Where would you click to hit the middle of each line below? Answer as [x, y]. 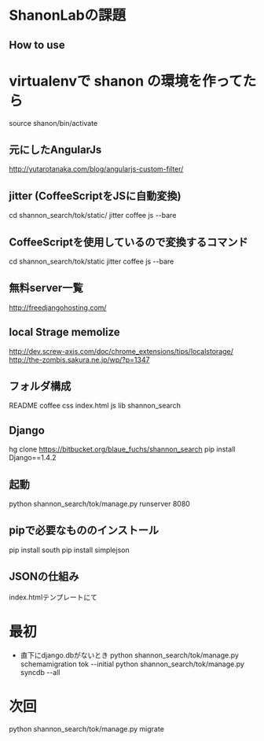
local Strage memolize [64, 332]
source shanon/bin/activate [53, 123]
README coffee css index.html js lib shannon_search [95, 406]
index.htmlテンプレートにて [53, 597]
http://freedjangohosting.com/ [58, 308]
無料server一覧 [46, 288]
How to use [37, 44]
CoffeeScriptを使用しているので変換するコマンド [128, 242]
